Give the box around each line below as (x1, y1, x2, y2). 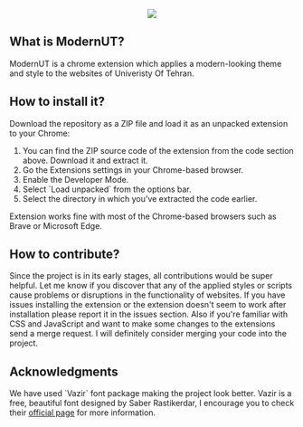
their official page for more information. (9, 407, 156, 418)
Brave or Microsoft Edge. (9, 220, 102, 231)
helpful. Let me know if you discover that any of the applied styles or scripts (9, 280, 292, 291)
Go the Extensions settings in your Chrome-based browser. (22, 164, 244, 176)
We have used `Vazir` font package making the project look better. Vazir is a (9, 388, 292, 399)
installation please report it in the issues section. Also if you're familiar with (9, 308, 289, 320)
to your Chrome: (9, 128, 71, 138)
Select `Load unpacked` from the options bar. (22, 184, 192, 195)
